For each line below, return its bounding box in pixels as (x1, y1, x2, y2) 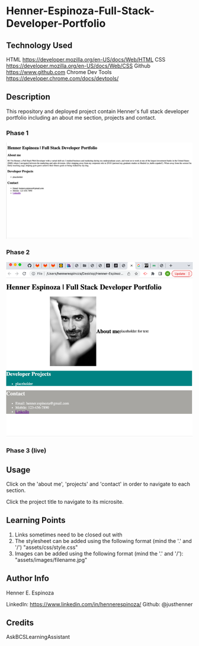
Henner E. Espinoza (6, 589, 54, 596)
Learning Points (6, 515, 66, 525)
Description (6, 92, 50, 102)
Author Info (6, 573, 49, 584)
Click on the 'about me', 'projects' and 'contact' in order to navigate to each (6, 480, 191, 487)
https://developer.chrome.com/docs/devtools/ (6, 75, 119, 82)
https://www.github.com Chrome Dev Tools (6, 69, 112, 75)
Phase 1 (6, 128, 29, 137)
